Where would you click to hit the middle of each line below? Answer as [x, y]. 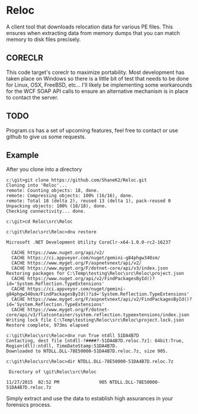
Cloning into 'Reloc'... [37, 185]
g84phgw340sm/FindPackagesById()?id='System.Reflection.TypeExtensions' [98, 294]
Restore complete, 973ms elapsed [47, 325]
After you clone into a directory [44, 169]
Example [23, 155]
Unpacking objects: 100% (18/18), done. [57, 206]
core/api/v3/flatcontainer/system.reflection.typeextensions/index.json [98, 315]
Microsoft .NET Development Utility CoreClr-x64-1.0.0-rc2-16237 [88, 243]
